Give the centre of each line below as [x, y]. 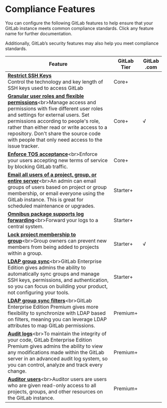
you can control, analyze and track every [55, 365]
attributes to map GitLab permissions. [51, 325]
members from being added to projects [53, 247]
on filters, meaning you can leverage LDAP [57, 319]
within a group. [25, 253]
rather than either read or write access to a [58, 127]
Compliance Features [50, 9]
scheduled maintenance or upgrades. [51, 205]
